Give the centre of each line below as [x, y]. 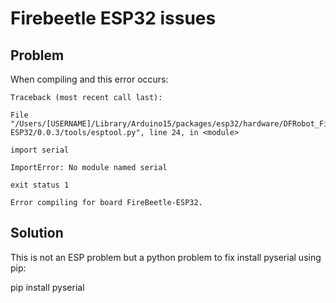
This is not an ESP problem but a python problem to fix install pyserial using [166, 257]
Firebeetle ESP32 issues [113, 18]
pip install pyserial [47, 287]
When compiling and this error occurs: [89, 79]
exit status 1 [40, 185]
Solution [37, 233]
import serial [40, 150]
